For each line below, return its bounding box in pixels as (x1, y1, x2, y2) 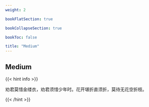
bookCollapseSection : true (5, 26, 62, 31)
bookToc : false (5, 35, 37, 40)
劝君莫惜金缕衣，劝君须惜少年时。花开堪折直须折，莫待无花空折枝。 (5, 86, 147, 92)
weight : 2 (5, 7, 26, 13)
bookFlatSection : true (5, 16, 53, 22)
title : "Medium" (5, 44, 39, 49)
